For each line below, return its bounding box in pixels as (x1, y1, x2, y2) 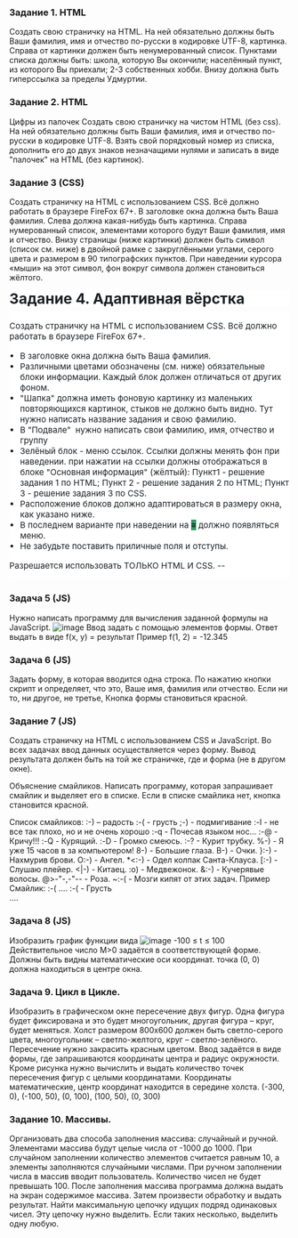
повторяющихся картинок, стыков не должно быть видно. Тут (20, 403, 273, 415)
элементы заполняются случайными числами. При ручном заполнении (9, 1161, 282, 1172)
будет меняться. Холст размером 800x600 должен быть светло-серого (9, 1024, 284, 1035)
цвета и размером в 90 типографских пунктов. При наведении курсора (9, 253, 282, 263)
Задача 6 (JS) (9, 653, 71, 666)
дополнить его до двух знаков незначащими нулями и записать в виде (9, 144, 280, 155)
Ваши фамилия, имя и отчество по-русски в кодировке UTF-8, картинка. (9, 36, 287, 46)
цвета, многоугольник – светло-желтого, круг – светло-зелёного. (9, 1034, 258, 1045)
